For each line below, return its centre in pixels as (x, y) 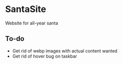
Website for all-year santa (32, 23)
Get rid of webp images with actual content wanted (65, 50)
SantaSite (26, 9)
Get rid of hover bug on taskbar (45, 56)
